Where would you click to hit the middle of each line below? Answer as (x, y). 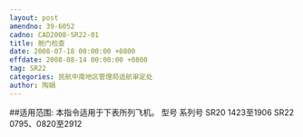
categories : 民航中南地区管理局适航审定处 (81, 77)
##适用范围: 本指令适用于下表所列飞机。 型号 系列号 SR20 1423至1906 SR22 (152, 112)
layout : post (34, 18)
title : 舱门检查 (37, 43)
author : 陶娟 (33, 85)
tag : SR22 (28, 69)
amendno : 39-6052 (42, 26)
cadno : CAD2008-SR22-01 (54, 34)
